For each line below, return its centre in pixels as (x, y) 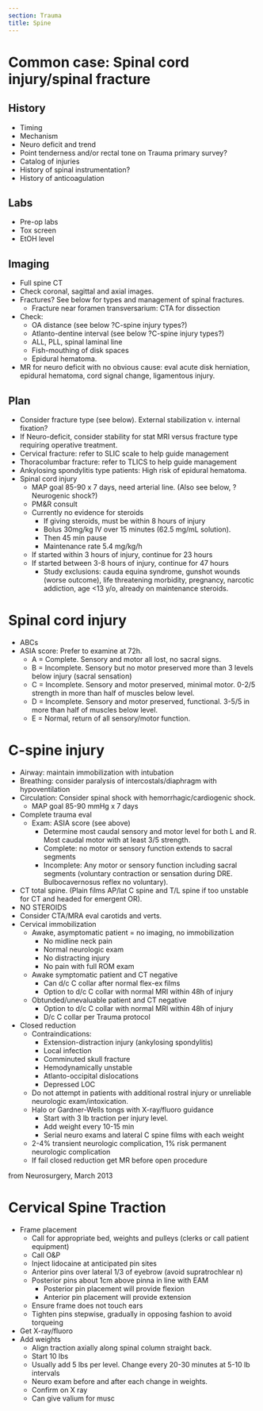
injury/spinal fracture (79, 79)
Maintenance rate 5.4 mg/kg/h (93, 546)
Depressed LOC (69, 1084)
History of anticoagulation (62, 178)
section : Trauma (35, 15)
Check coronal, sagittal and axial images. (87, 291)
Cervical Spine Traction (87, 1208)
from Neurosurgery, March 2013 (61, 1175)
